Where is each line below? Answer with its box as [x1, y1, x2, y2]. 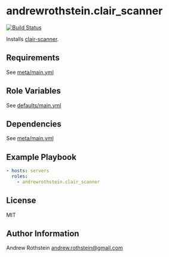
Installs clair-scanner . [6, 35, 59, 42]
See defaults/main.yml [6, 101, 62, 109]
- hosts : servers [6, 168, 50, 174]
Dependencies [6, 119, 62, 129]
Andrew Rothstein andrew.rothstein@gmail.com [6, 244, 124, 252]
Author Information [6, 228, 79, 239]
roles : [11, 174, 28, 179]
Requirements [6, 52, 60, 63]
